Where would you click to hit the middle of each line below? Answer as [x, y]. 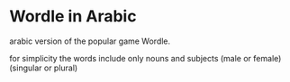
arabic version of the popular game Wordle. [90, 41]
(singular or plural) [44, 68]
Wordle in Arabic [73, 16]
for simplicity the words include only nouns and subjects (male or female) [145, 58]
